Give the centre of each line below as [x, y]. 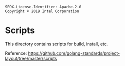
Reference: [16, 53]
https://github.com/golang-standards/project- [74, 53]
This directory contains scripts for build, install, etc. [56, 44]
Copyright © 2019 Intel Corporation [42, 11]
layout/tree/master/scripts [31, 58]
